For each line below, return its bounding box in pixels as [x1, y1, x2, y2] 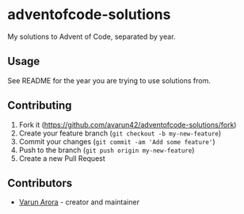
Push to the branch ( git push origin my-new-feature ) [18, 145, 195, 155]
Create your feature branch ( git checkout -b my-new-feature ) [18, 128, 222, 138]
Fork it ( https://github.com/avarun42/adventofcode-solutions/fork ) [18, 120, 237, 129]
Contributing [7, 99, 72, 113]
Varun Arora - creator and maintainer [18, 197, 140, 207]
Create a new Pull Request [18, 153, 106, 163]
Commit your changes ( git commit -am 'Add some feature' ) [18, 136, 215, 146]
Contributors [7, 176, 73, 189]
